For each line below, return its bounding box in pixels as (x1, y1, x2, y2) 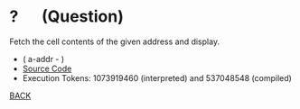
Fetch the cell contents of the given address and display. (9, 36, 220, 47)
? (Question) (9, 6, 125, 27)
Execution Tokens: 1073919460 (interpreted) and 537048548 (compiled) (22, 72, 292, 83)
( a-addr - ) (22, 53, 65, 64)
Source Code (22, 63, 72, 74)
